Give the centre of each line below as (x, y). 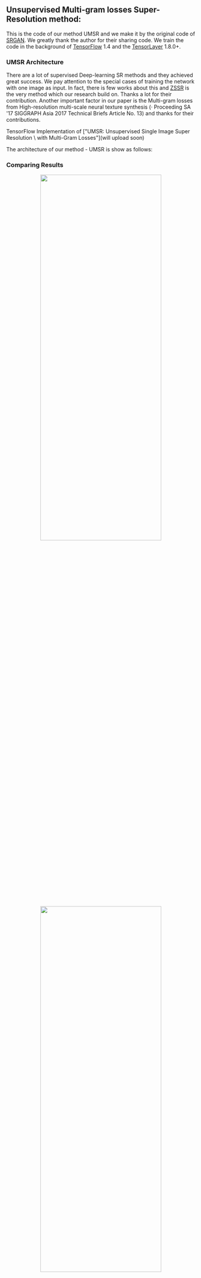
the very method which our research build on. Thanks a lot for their (89, 94)
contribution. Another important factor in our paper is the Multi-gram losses (100, 101)
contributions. (23, 120)
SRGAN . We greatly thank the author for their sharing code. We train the (95, 40)
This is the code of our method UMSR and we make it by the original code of (101, 34)
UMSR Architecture (35, 62)
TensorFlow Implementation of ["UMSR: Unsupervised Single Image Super (98, 131)
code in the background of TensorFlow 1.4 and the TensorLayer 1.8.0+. (94, 46)
